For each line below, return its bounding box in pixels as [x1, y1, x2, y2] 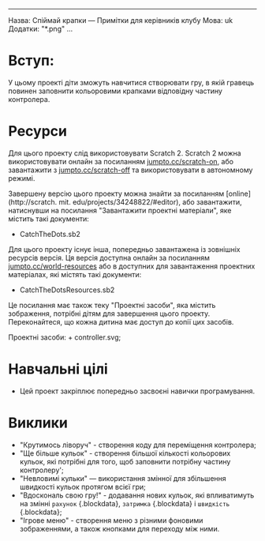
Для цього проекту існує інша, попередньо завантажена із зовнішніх [8, 244, 241, 254]
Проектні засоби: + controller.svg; [8, 332, 121, 342]
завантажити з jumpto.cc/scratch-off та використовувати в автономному [8, 165, 253, 175]
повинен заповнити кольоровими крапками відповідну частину [8, 86, 223, 96]
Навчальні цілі [8, 360, 108, 378]
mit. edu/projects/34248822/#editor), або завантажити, [58, 197, 242, 206]
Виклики [8, 414, 69, 431]
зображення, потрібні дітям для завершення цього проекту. [8, 309, 211, 318]
